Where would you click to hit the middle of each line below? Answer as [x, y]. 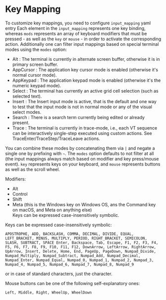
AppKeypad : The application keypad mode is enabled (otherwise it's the [86, 80]
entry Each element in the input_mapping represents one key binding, [75, 28]
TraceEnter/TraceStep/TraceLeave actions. [56, 139]
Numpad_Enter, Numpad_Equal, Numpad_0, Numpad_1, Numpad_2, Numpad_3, [80, 260]
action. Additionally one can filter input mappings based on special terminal [82, 44]
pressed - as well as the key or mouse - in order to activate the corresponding [83, 39]
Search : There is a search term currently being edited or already [79, 117]
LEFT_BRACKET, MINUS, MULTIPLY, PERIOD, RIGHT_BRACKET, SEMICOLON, [76, 238]
